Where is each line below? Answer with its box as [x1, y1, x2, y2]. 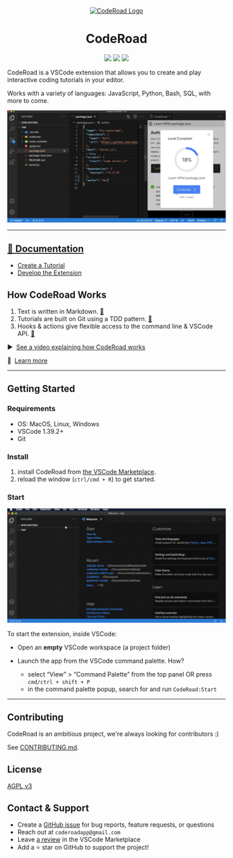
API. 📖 [17, 329, 35, 337]
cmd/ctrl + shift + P [27, 679, 90, 686]
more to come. [7, 96, 49, 104]
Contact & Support [7, 802, 89, 814]
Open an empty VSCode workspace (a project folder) [17, 643, 171, 651]
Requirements [7, 404, 56, 414]
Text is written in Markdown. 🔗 [17, 307, 104, 316]
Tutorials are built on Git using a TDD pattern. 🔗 [17, 314, 153, 323]
